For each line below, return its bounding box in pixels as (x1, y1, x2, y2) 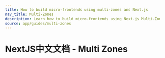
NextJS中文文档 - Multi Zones (5, 44, 128, 55)
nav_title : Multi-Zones (5, 12, 54, 17)
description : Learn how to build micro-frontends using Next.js (5, 16, 139, 21)
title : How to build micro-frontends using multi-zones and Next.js (5, 7, 148, 12)
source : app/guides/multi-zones (5, 21, 71, 26)
